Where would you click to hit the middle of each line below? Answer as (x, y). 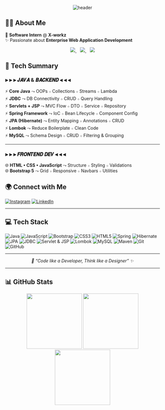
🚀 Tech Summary (32, 66)
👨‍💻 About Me (26, 23)
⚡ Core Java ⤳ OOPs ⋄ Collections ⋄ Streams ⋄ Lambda (61, 91)
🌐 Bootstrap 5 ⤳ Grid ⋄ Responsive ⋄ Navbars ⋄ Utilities (61, 171)
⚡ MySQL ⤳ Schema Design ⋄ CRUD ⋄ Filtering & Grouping (65, 135)
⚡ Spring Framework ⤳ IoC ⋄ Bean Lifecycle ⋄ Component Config (71, 113)
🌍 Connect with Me (36, 187)
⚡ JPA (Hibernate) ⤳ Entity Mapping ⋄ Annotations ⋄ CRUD (65, 120)
